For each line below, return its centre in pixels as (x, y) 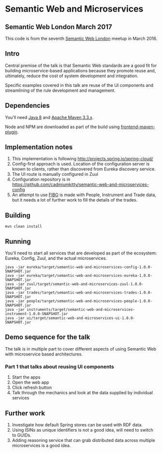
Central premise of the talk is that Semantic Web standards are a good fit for (81, 65)
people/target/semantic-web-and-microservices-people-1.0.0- (89, 301)
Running (18, 241)
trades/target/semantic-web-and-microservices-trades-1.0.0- (89, 293)
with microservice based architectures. (44, 354)
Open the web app (30, 383)
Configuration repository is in (41, 179)
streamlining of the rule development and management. (60, 90)
